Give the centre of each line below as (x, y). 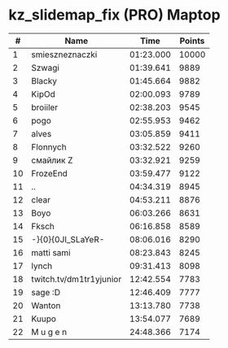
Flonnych (49, 146)
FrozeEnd (49, 173)
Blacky (44, 80)
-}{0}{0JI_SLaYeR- (68, 239)
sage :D (46, 292)
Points (192, 41)
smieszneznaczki (64, 54)
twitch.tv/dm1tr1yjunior (77, 279)
